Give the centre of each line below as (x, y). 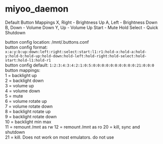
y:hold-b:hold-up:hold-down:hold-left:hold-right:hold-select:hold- (76, 56)
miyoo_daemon (37, 9)
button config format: (26, 47)
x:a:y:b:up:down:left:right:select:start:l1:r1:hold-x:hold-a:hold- (76, 52)
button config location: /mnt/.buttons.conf (47, 42)
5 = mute (14, 96)
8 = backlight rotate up (28, 111)
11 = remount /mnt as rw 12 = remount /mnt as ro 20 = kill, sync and (72, 127)
